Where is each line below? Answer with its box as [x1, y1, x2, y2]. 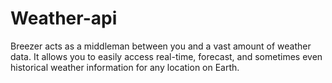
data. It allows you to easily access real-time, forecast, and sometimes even [10, 50, 323, 62]
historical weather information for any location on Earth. [10, 61, 240, 73]
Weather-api [10, 7, 118, 30]
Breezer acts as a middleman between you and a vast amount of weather [10, 40, 312, 52]
